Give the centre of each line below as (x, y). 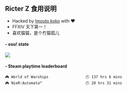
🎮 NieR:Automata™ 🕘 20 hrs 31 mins (63, 83)
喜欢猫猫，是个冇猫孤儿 (36, 33)
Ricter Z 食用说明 (31, 9)
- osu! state (17, 44)
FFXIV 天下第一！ (30, 26)
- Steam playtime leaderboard (36, 66)
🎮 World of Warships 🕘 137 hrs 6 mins (63, 77)
